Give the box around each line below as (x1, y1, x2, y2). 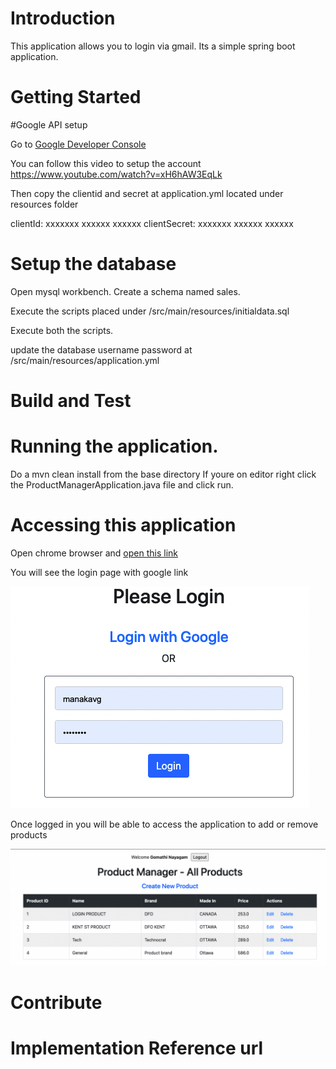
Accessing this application (10, 514, 237, 537)
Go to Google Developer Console (10, 138, 147, 150)
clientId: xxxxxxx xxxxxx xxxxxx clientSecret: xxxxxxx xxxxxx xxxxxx (10, 217, 294, 229)
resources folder (10, 198, 79, 210)
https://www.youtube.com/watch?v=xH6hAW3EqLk (10, 168, 223, 180)
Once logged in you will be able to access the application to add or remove (10, 818, 319, 830)
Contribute (10, 992, 103, 1014)
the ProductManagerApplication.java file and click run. (10, 478, 234, 491)
